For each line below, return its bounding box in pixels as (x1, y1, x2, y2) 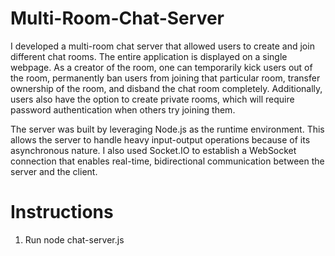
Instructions (10, 201, 114, 224)
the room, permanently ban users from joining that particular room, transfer (10, 72, 321, 84)
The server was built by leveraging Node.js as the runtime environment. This (10, 123, 325, 135)
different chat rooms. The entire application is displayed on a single (10, 50, 288, 62)
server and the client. (10, 165, 98, 177)
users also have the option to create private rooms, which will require (10, 93, 295, 105)
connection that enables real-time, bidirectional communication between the (10, 155, 325, 167)
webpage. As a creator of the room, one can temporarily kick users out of (10, 61, 313, 73)
